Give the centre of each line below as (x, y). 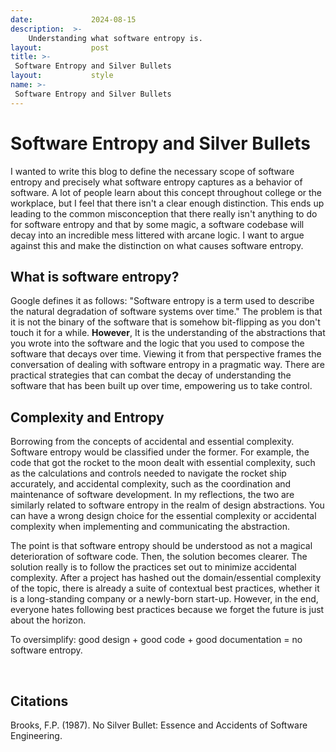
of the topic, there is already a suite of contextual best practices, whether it (165, 588)
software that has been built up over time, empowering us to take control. (161, 386)
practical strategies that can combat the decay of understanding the (151, 375)
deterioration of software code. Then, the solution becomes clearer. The (159, 557)
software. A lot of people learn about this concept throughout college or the (166, 192)
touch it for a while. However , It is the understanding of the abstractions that (168, 333)
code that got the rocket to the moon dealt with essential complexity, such (163, 463)
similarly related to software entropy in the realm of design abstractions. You (167, 505)
